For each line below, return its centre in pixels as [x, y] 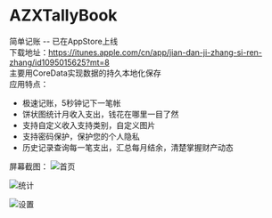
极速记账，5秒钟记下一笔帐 [72, 102]
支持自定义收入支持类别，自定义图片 [89, 125]
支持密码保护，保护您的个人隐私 [81, 136]
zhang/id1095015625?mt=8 [59, 62]
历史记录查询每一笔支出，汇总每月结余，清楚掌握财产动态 [128, 147]
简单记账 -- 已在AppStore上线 [64, 41]
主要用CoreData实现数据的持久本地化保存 [86, 73]
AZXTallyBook [63, 16]
